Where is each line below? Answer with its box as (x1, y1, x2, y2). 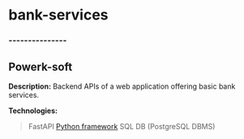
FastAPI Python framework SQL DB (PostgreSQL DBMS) (28, 121, 216, 131)
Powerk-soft (8, 59, 73, 74)
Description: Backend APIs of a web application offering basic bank (8, 81, 236, 91)
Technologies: (8, 106, 58, 115)
